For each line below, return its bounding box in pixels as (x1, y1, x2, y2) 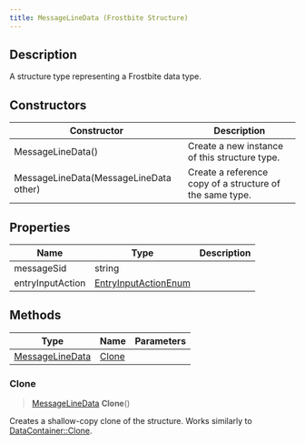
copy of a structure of (187, 177, 281, 190)
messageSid (14, 262, 67, 275)
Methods (9, 308, 62, 323)
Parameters (134, 334, 186, 347)
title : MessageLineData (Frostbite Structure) (9, 13, 189, 23)
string (93, 262, 120, 275)
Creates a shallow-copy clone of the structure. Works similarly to (9, 416, 252, 427)
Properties (9, 219, 71, 235)
